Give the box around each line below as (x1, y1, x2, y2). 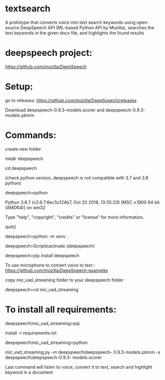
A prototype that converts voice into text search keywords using (5, 19, 136, 25)
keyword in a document (5, 369, 53, 375)
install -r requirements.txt (5, 330, 57, 336)
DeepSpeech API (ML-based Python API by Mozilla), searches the (20, 24, 155, 30)
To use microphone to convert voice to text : (5, 262, 95, 268)
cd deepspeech (5, 165, 37, 171)
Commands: (5, 130, 57, 141)
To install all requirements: (5, 304, 117, 315)
